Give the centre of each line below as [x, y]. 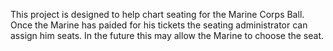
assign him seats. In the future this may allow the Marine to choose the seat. [167, 35]
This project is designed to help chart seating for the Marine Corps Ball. [157, 14]
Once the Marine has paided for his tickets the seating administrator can [159, 25]
